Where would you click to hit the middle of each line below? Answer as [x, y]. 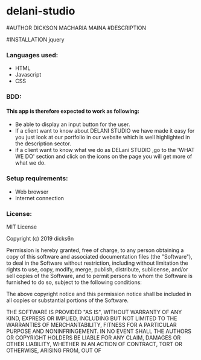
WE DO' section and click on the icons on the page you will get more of [104, 156]
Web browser [32, 192]
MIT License [22, 227]
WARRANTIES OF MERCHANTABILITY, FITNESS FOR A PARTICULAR [91, 324]
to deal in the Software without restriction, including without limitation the [97, 263]
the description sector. [43, 144]
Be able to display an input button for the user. [72, 124]
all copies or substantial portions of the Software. [67, 300]
